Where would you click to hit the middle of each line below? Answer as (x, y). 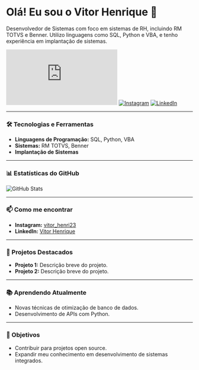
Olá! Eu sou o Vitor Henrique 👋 (82, 12)
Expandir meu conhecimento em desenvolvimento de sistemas (91, 354)
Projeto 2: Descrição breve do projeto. (62, 272)
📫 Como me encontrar (39, 210)
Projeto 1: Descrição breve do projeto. (61, 265)
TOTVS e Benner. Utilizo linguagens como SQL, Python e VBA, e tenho (92, 34)
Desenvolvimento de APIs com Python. (62, 314)
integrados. (29, 361)
